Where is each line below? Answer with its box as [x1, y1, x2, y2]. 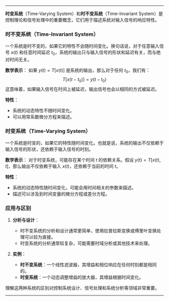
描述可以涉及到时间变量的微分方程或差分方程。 [12, 191, 110, 197]
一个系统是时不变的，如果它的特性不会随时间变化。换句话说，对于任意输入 [5, 43, 159, 49]
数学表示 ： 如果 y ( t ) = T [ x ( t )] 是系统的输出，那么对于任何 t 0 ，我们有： [5, 67, 150, 74]
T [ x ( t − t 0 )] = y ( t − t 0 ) [62, 76, 107, 84]
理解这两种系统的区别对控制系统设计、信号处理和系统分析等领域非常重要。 [5, 285, 159, 291]
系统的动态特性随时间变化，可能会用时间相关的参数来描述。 [12, 184, 136, 190]
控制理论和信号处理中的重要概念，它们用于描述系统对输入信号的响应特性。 [5, 17, 159, 23]
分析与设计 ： [12, 217, 39, 223]
